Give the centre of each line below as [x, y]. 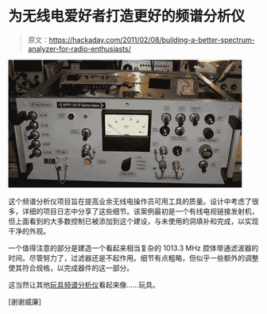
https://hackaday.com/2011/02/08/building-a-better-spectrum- [152, 40]
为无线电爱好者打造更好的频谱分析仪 [127, 16]
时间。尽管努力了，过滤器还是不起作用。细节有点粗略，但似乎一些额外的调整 [133, 258]
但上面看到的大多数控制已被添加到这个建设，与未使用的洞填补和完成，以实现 [133, 221]
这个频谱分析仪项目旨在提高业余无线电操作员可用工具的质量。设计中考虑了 [130, 201]
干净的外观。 [29, 231]
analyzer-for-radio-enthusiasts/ [79, 48]
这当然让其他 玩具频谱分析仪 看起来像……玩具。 [84, 285]
